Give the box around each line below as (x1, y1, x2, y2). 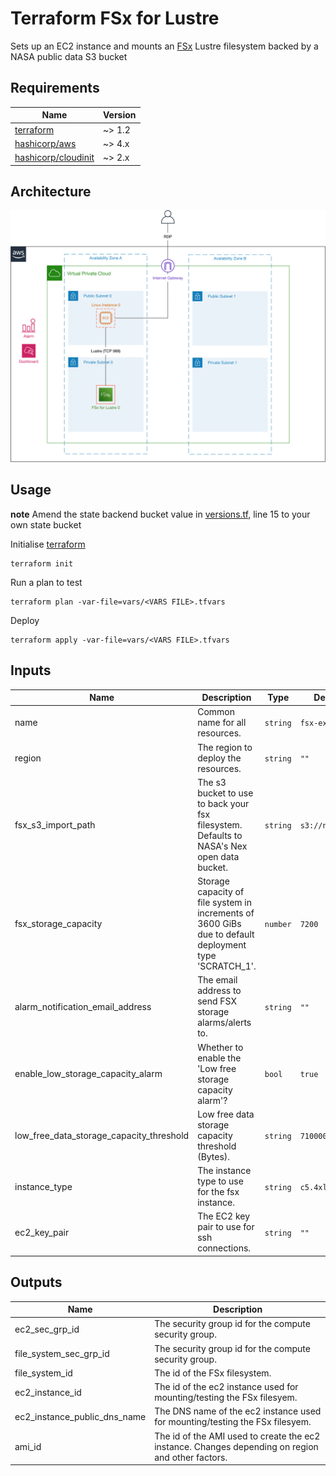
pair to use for (197, 1221, 255, 1233)
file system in (197, 897, 252, 909)
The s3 (197, 776, 227, 788)
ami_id (14, 1440, 42, 1452)
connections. (197, 1242, 252, 1254)
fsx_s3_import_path (14, 818, 96, 831)
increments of (197, 907, 255, 919)
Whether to (197, 1041, 244, 1053)
